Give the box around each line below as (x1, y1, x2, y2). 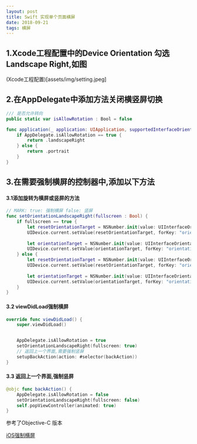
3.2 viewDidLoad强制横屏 (6, 303, 69, 310)
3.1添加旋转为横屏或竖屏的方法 (6, 194, 80, 201)
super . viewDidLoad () (16, 322, 67, 328)
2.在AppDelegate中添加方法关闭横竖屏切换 (6, 94, 163, 104)
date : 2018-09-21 (6, 19, 49, 25)
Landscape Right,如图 (6, 59, 87, 69)
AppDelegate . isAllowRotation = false (16, 391, 109, 398)
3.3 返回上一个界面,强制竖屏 (6, 373, 74, 380)
